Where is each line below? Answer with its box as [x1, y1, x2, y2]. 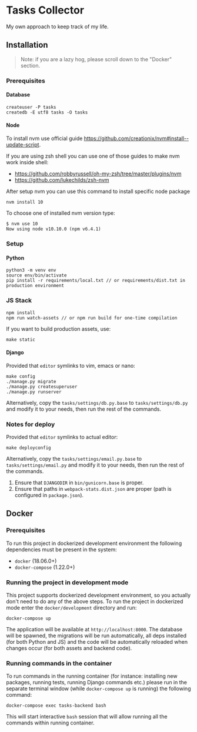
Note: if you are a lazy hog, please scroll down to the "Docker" [20, 55, 172, 62]
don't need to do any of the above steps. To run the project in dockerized [6, 598, 183, 605]
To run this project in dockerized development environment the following [6, 540, 182, 547]
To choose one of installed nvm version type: [6, 209, 116, 217]
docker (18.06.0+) [14, 557, 57, 564]
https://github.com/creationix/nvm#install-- [84, 135, 189, 142]
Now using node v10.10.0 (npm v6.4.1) [6, 226, 101, 232]
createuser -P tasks [6, 104, 57, 110]
